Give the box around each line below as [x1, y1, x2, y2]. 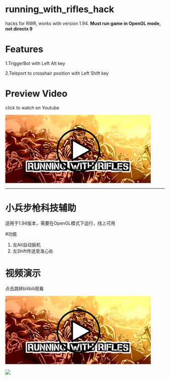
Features [5, 44, 44, 55]
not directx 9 [5, 25, 33, 31]
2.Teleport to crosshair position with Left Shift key [5, 70, 109, 76]
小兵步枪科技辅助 [5, 202, 77, 214]
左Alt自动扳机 [12, 241, 41, 248]
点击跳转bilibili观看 [5, 285, 44, 291]
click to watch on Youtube [5, 105, 60, 111]
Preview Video [5, 88, 68, 99]
